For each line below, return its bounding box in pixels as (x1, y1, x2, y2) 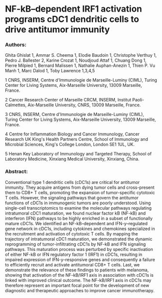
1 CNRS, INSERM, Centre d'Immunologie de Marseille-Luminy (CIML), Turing (5, 77, 158, 83)
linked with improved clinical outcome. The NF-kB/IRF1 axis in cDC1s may (5, 277, 152, 283)
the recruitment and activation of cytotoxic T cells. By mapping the (5, 231, 138, 236)
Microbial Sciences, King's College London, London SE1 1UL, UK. (5, 142, 135, 148)
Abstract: (5, 168, 28, 175)
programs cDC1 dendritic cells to (5, 14, 139, 25)
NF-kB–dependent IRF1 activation (5, 3, 142, 15)
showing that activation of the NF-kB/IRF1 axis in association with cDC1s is (5, 272, 154, 278)
